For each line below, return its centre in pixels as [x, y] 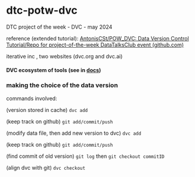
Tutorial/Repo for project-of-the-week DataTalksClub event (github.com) [95, 45]
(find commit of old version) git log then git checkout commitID [86, 156]
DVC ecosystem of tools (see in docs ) [54, 70]
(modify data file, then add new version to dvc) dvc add [74, 133]
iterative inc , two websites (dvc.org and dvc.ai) [64, 56]
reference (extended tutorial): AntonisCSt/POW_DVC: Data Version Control [97, 38]
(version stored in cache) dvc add [47, 110]
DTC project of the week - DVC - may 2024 [59, 27]
